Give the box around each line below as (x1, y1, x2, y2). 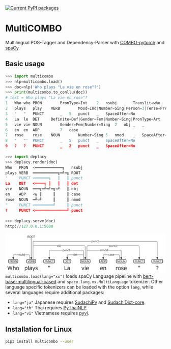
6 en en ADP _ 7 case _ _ (5, 127, 99, 132)
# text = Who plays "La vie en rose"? (5, 95, 88, 100)
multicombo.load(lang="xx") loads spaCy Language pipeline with (5, 273, 142, 279)
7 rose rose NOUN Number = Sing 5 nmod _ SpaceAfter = (5, 133, 167, 138)
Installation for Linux (5, 325, 72, 333)
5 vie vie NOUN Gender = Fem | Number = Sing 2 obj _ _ (5, 122, 145, 127)
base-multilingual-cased (5, 279, 57, 285)
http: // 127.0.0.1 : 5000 (5, 224, 53, 229)
